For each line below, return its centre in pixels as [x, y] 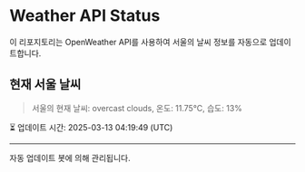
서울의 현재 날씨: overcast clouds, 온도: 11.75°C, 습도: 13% [137, 108]
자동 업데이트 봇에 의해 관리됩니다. [70, 158]
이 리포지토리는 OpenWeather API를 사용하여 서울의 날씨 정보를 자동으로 [138, 42]
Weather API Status [85, 16]
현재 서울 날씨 [45, 85]
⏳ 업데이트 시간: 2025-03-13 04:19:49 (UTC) [91, 127]
